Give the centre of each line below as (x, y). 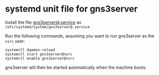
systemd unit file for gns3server (72, 9)
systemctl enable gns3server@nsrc (40, 58)
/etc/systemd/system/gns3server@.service (48, 27)
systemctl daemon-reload (30, 50)
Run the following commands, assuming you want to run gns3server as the (80, 36)
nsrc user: (15, 41)
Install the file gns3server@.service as (43, 22)
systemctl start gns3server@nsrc (39, 54)
